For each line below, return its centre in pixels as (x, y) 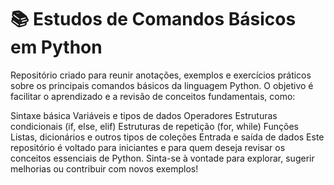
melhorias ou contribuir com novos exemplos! (104, 168)
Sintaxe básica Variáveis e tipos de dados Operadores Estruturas (144, 115)
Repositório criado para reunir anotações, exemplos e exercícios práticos (161, 75)
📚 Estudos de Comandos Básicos (153, 19)
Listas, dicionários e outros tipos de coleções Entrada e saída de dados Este (167, 137)
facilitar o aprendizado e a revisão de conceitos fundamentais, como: (153, 96)
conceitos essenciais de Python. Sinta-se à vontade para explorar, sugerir (162, 158)
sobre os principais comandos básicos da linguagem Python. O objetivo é (162, 85)
